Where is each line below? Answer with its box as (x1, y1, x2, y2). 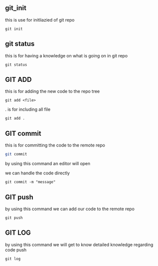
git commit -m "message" (5, 180, 56, 185)
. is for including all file (5, 106, 50, 112)
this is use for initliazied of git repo (5, 17, 75, 23)
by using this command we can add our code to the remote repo (5, 206, 135, 212)
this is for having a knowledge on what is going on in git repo (5, 52, 128, 58)
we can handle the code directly (5, 170, 70, 176)
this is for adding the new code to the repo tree (5, 88, 100, 95)
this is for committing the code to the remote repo (5, 142, 105, 148)
